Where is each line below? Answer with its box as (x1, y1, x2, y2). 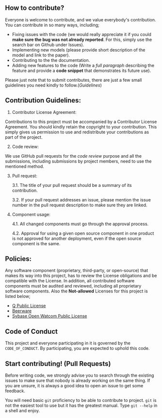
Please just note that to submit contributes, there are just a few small (5, 77, 142, 83)
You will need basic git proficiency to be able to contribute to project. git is (5, 398, 157, 403)
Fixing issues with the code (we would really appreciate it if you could (12, 31, 152, 37)
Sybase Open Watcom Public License (12, 313, 87, 319)
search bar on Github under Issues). (12, 41, 84, 48)
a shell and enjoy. (5, 408, 40, 414)
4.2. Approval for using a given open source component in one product (12, 230, 154, 236)
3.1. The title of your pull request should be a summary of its (12, 182, 132, 188)
